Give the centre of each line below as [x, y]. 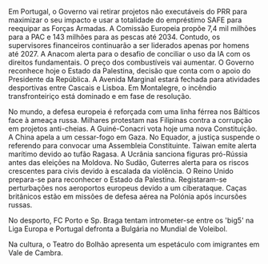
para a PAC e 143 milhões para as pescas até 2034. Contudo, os [114, 37]
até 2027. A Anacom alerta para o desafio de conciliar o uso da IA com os [129, 54]
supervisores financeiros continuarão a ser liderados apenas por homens [129, 45]
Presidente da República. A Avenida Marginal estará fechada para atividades [134, 79]
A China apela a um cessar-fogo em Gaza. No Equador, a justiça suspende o [134, 137]
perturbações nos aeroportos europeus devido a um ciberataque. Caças [128, 188]
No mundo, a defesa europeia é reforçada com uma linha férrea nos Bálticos [134, 112]
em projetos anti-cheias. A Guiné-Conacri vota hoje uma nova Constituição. [133, 128]
